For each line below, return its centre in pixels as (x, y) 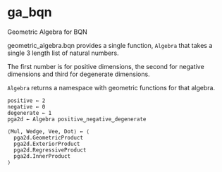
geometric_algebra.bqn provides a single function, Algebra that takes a (110, 45)
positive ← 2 (26, 100)
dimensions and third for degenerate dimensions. (79, 74)
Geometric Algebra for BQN (47, 32)
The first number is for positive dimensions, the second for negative (106, 66)
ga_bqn (30, 12)
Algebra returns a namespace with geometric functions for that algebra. (111, 87)
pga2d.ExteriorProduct (47, 144)
